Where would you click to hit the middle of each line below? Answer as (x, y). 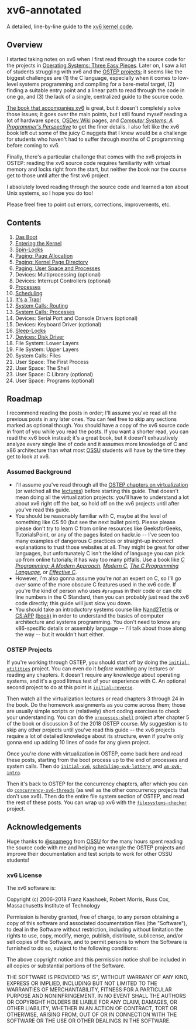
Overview (25, 45)
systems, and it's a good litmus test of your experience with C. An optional (96, 681)
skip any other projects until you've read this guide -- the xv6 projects (91, 730)
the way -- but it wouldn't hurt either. (60, 634)
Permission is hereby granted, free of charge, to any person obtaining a (93, 917)
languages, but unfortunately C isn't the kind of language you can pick (100, 553)
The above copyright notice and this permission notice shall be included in (96, 960)
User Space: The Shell (42, 368)
